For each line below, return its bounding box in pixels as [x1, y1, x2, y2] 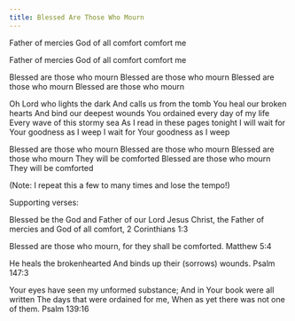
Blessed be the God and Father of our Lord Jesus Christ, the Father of [9, 214, 264, 224]
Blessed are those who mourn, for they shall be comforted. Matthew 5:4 [9, 240, 272, 251]
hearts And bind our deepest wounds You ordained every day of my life [9, 107, 270, 118]
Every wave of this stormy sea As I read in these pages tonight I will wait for [9, 117, 286, 128]
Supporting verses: [9, 197, 80, 207]
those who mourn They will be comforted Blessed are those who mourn [9, 153, 271, 164]
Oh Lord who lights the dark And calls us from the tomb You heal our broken [9, 98, 287, 109]
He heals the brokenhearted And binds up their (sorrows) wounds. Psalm [9, 258, 276, 269]
